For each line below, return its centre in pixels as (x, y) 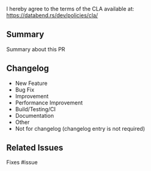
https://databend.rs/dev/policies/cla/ (52, 15)
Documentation (34, 115)
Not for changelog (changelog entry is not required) (80, 128)
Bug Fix (25, 89)
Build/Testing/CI (35, 109)
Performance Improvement (49, 103)
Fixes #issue (22, 162)
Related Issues (35, 148)
